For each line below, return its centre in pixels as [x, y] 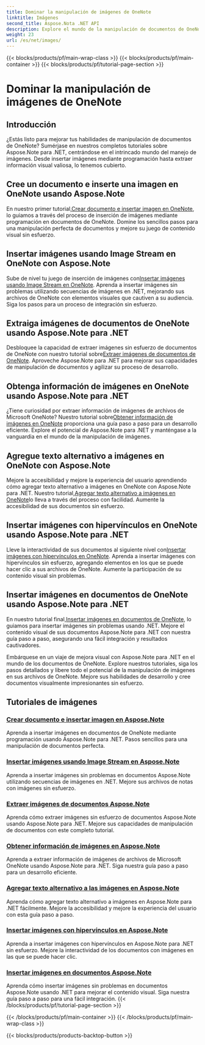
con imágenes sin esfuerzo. [41, 788]
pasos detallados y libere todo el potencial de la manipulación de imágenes [101, 670]
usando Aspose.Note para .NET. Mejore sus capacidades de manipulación [100, 824]
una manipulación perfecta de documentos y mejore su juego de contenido [101, 228]
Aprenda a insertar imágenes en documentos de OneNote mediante [92, 733]
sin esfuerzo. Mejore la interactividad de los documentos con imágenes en [100, 950]
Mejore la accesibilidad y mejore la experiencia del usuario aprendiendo [97, 480]
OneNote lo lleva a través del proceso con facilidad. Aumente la [85, 500]
